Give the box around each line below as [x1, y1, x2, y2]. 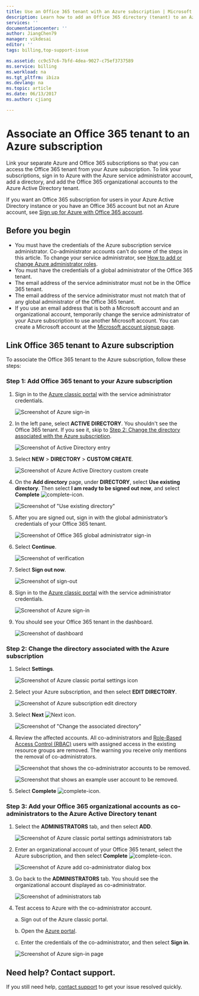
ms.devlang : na [6, 80, 44, 86]
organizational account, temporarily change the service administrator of [14, 310, 191, 317]
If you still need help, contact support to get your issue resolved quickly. [6, 984, 182, 991]
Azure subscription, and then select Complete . [14, 852, 172, 859]
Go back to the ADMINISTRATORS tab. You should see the [14, 875, 159, 882]
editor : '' [6, 42, 33, 48]
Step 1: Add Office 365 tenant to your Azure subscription [6, 377, 173, 385]
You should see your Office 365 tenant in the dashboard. [14, 618, 153, 625]
